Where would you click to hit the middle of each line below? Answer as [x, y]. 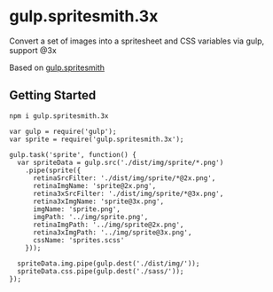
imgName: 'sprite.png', [77, 209]
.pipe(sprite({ [53, 170]
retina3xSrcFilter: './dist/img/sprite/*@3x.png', [128, 193]
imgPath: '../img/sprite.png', [90, 217]
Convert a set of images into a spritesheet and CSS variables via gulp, [136, 41]
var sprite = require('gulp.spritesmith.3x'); [97, 139]
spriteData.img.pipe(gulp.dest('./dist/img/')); [109, 264]
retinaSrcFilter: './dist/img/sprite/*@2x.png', [124, 178]
